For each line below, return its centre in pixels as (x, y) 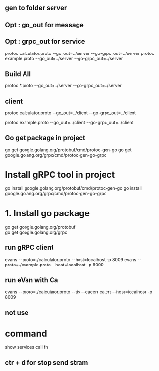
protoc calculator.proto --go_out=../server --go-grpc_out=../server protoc (80, 53)
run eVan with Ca (32, 280)
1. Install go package (47, 213)
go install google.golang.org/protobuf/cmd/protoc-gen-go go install (74, 188)
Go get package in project (45, 138)
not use (17, 312)
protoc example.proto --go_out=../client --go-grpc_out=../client (69, 123)
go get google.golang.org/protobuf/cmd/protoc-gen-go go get (68, 150)
